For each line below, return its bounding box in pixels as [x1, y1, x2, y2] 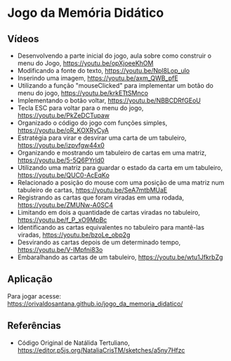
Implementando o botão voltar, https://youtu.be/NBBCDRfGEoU [17, 96, 202, 105]
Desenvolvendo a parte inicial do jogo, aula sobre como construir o [17, 51, 212, 60]
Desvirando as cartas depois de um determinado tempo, [17, 238, 181, 247]
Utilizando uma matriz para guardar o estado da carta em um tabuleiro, [17, 164, 223, 171]
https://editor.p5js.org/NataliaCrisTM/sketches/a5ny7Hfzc [17, 346, 185, 354]
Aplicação [7, 273, 53, 285]
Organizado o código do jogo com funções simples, [17, 119, 168, 127]
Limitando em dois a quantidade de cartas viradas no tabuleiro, [17, 209, 200, 216]
